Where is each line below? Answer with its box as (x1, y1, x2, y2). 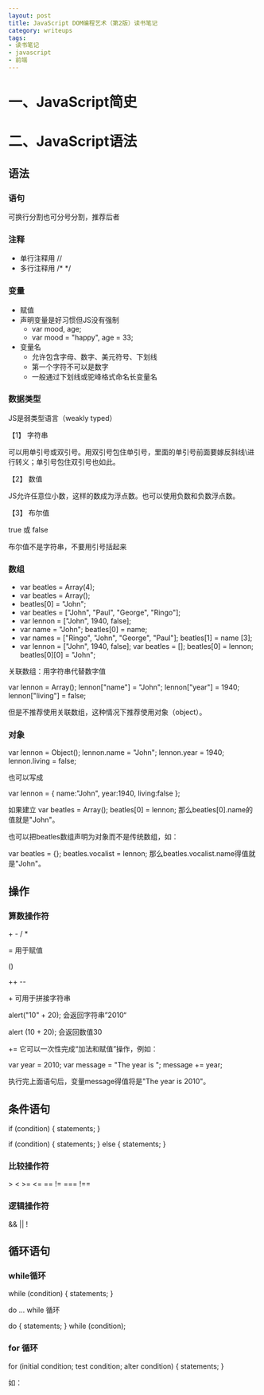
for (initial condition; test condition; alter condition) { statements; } (8, 1361, 224, 1371)
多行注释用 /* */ (19, 264, 72, 273)
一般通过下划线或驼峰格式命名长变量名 (31, 371, 157, 381)
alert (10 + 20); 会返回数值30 (8, 1028, 103, 1037)
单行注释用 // (19, 253, 62, 263)
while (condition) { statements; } (8, 1289, 114, 1299)
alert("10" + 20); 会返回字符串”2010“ (8, 1010, 127, 1020)
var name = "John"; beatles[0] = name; (19, 625, 148, 635)
